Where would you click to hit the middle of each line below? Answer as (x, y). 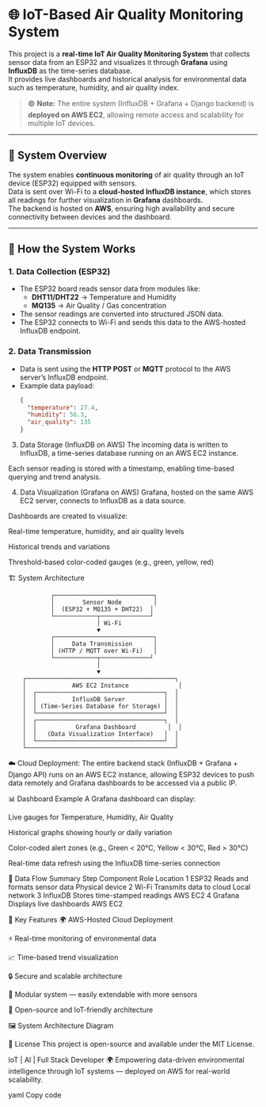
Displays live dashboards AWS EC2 (65, 904)
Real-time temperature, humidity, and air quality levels (96, 532)
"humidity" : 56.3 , (57, 415)
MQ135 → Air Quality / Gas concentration (99, 306)
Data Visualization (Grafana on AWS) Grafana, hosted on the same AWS (137, 492)
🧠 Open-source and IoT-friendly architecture (81, 1010)
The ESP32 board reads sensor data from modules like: (110, 289)
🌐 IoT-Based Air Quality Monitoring (126, 15)
